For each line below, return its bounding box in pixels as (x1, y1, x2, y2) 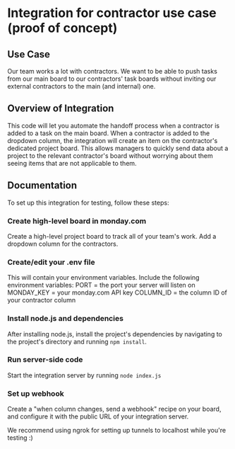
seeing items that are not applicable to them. (7, 159, 137, 167)
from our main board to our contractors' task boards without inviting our (7, 74, 217, 83)
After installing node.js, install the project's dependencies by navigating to (7, 329, 222, 338)
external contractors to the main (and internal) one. (7, 82, 156, 90)
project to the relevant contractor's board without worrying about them (7, 151, 213, 160)
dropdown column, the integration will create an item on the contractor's (7, 136, 218, 144)
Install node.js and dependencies (7, 314, 123, 324)
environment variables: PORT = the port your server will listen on (7, 281, 195, 290)
